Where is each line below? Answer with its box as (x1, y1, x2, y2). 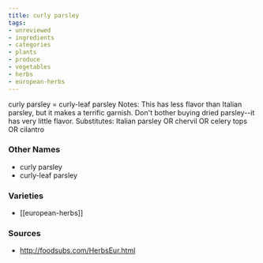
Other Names (8, 144, 61, 155)
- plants (8, 48, 37, 56)
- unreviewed (8, 26, 51, 34)
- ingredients (8, 33, 55, 42)
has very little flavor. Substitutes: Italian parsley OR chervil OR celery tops (8, 116, 247, 126)
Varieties (8, 190, 43, 201)
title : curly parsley (8, 11, 80, 20)
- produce (8, 56, 41, 64)
